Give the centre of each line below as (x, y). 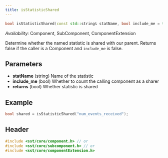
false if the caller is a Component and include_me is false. (64, 48)
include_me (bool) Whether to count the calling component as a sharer (85, 81)
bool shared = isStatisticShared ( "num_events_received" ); (67, 114)
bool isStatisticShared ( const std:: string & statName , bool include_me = (82, 24)
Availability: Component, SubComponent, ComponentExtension (70, 33)
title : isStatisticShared (32, 10)
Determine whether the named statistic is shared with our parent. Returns (81, 43)
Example (19, 103)
